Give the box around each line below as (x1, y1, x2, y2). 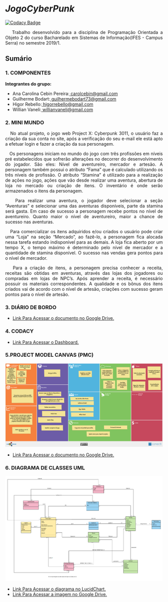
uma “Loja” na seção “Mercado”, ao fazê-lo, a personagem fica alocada (5, 234, 163, 240)
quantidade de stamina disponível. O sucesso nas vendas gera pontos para (5, 250, 163, 256)
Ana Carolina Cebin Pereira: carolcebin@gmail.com (12, 91, 118, 97)
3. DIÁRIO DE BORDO (5, 304, 56, 311)
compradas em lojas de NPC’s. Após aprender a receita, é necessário (5, 275, 163, 281)
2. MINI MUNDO (5, 119, 44, 126)
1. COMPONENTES (5, 70, 51, 77)
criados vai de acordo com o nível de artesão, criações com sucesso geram (5, 286, 163, 292)
